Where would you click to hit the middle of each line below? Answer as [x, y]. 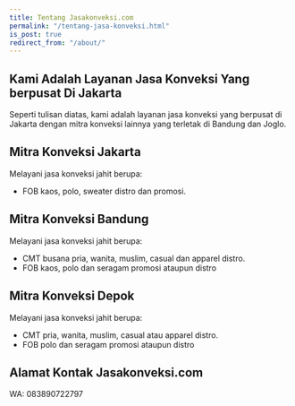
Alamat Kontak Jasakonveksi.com [106, 372]
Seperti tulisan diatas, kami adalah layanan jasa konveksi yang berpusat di [146, 115]
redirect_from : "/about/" [57, 43]
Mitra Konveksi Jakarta [75, 152]
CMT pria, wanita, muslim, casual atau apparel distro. [120, 335]
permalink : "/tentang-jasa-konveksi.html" [89, 26]
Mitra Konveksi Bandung [79, 219]
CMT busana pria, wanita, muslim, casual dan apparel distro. [134, 258]
